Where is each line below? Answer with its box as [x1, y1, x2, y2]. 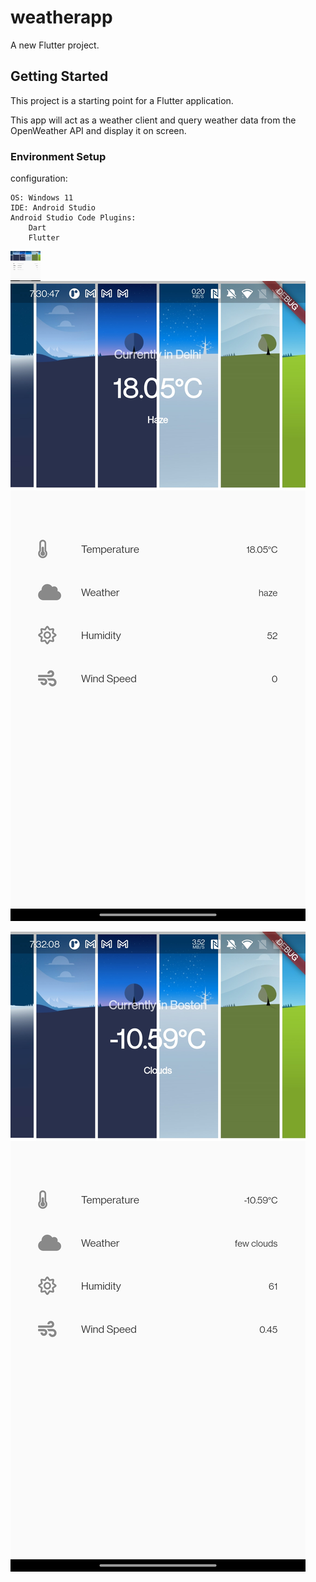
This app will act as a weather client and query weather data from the [10, 114, 297, 126]
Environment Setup [10, 149, 107, 163]
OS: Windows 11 [10, 193, 74, 203]
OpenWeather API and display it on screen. [10, 124, 187, 136]
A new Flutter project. [10, 39, 100, 51]
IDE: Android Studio [10, 203, 97, 213]
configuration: [10, 172, 68, 185]
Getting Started [10, 68, 109, 85]
